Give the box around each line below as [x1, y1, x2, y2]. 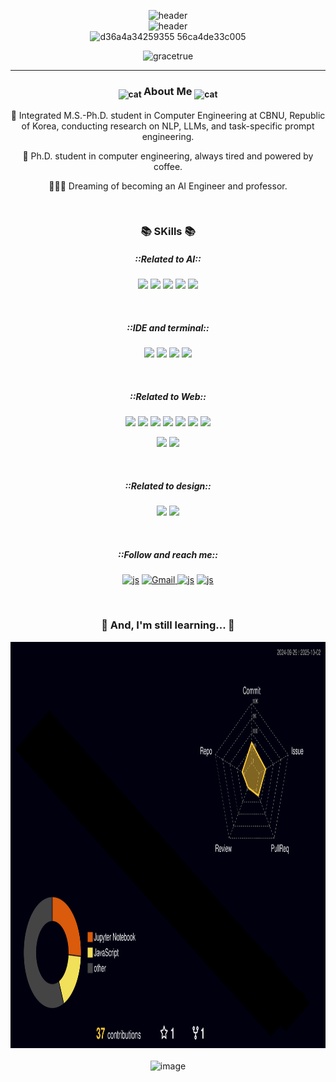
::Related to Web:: [129, 391, 207, 403]
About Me [143, 84, 193, 98]
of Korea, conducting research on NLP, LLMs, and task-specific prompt [21, 120, 315, 132]
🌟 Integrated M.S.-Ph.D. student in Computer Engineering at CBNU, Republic [10, 109, 326, 121]
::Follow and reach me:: [118, 548, 218, 560]
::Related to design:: [124, 480, 212, 492]
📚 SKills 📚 [140, 225, 196, 239]
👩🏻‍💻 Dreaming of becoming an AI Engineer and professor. [48, 180, 288, 192]
